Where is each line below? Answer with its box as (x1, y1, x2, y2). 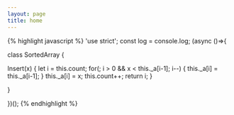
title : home (7, 17, 43, 24)
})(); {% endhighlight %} (7, 99, 78, 107)
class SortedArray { (7, 50, 65, 59)
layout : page (7, 10, 46, 18)
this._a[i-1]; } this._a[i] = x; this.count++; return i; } (7, 72, 153, 80)
